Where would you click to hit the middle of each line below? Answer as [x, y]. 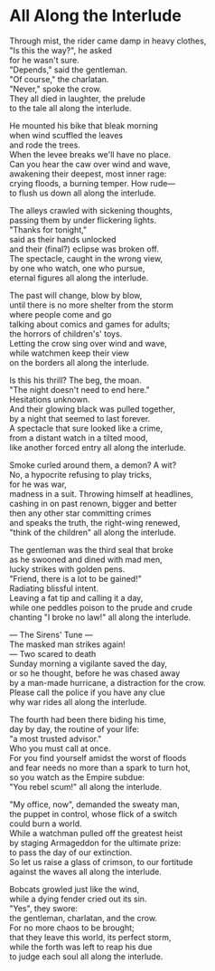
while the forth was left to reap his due [81, 947]
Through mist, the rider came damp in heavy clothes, [108, 41]
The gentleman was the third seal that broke [91, 549]
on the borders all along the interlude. [79, 362]
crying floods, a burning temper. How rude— [93, 183]
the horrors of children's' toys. [66, 333]
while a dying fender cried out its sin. [78, 899]
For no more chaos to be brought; [72, 928]
